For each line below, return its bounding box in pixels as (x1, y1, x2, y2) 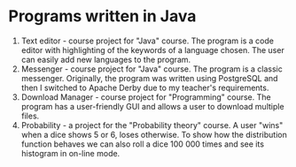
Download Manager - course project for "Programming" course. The (20, 91, 271, 102)
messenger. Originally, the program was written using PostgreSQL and (20, 72, 278, 83)
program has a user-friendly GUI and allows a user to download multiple (20, 101, 284, 111)
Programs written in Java (8, 6, 197, 27)
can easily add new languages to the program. (20, 54, 191, 65)
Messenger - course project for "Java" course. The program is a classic (20, 64, 283, 74)
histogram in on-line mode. (20, 148, 121, 158)
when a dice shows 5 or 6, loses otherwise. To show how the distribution (20, 129, 287, 140)
